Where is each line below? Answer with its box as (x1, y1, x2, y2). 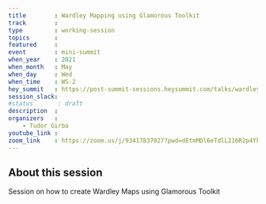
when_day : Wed (8, 70, 73, 78)
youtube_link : (8, 129, 59, 137)
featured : (8, 41, 59, 49)
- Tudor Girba (22, 122, 69, 130)
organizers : (8, 115, 59, 123)
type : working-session (8, 26, 115, 34)
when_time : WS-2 (8, 77, 77, 85)
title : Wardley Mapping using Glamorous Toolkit (8, 11, 200, 20)
